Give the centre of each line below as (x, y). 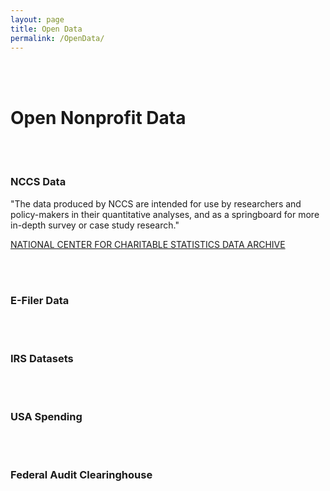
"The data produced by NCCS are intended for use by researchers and (156, 203)
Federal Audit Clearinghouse (81, 475)
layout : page (37, 19)
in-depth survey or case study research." (95, 225)
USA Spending (46, 417)
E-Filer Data (40, 300)
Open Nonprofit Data (98, 117)
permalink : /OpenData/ (57, 38)
